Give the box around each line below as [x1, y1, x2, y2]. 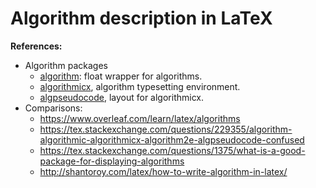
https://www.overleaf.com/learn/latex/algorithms [39, 112, 241, 124]
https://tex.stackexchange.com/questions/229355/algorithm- [39, 123, 293, 135]
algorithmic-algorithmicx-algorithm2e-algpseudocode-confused [39, 133, 305, 146]
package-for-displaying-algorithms [39, 155, 185, 167]
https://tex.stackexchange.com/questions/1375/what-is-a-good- [39, 144, 306, 156]
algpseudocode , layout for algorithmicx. [39, 91, 205, 103]
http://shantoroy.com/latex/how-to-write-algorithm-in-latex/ [39, 165, 288, 177]
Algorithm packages [24, 59, 108, 71]
